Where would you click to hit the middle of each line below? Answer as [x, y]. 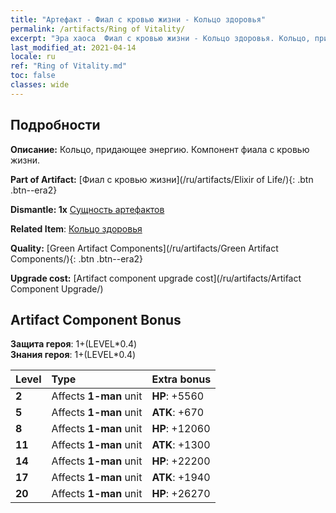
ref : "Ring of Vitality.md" [69, 66]
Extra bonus [181, 379]
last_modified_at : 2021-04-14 [73, 47]
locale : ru [33, 57]
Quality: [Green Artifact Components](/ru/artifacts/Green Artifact [144, 248]
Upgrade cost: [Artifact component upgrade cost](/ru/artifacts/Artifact [156, 278]
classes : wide [40, 85]
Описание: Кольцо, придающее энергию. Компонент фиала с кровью [160, 149]
